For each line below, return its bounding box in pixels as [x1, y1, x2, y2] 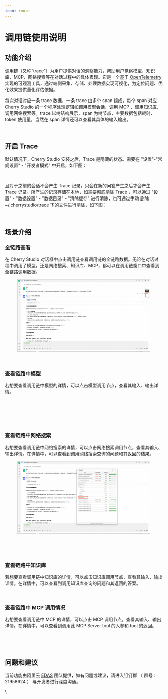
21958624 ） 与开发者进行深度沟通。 [5, 679, 81, 685]
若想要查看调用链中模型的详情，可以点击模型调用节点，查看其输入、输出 [5, 382, 154, 389]
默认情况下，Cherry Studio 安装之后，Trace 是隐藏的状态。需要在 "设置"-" [5, 156, 158, 162]
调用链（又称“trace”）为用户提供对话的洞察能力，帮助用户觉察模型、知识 [5, 68, 155, 74]
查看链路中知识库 [5, 562, 46, 569]
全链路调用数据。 [5, 269, 40, 275]
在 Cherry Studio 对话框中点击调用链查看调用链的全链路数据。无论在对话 [5, 256, 155, 262]
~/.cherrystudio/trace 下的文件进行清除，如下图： [5, 202, 107, 208]
